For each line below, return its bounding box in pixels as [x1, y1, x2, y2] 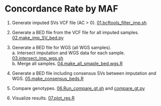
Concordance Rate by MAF [4, 3, 118, 15]
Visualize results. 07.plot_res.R [11, 95, 75, 101]
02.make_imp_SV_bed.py [11, 35, 64, 41]
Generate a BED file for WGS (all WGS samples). [11, 44, 111, 50]
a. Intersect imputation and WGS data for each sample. [11, 50, 125, 56]
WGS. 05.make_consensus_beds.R [11, 75, 83, 81]
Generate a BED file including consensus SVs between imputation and [11, 70, 156, 76]
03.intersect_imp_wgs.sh [11, 55, 63, 61]
